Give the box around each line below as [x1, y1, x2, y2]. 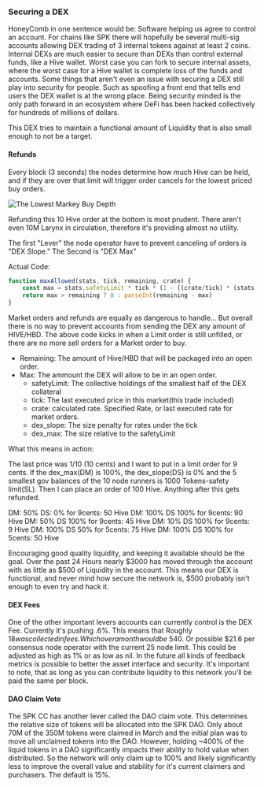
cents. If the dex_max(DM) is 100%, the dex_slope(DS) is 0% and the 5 [8, 468, 237, 477]
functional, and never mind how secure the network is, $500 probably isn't [8, 574, 250, 583]
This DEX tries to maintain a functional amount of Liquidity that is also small [8, 123, 252, 132]
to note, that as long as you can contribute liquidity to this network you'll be [8, 668, 252, 677]
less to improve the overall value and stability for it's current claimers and [8, 762, 246, 771]
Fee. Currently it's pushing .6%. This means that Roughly [8, 626, 192, 636]
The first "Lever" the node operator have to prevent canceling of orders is [8, 238, 247, 247]
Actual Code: [8, 262, 51, 271]
